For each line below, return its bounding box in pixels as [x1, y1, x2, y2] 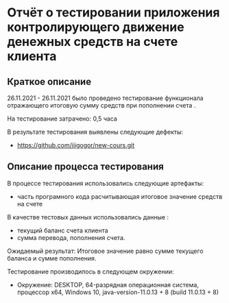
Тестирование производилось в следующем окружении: [7, 267, 174, 276]
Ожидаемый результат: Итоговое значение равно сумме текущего [7, 247, 204, 255]
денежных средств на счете [7, 34, 178, 49]
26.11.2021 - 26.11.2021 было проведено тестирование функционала [7, 94, 204, 102]
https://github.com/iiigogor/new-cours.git [16, 141, 135, 149]
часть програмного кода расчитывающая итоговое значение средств [16, 192, 223, 200]
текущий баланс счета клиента [16, 226, 108, 234]
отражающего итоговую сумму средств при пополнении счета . [7, 101, 196, 109]
